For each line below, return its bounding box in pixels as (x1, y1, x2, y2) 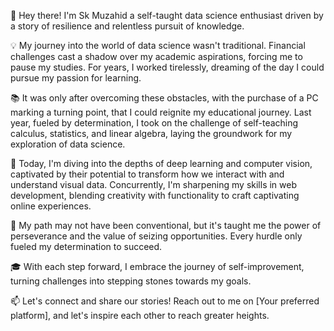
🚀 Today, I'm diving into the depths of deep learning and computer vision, (10, 158, 313, 169)
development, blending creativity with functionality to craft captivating (10, 190, 300, 201)
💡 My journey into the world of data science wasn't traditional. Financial (10, 40, 306, 51)
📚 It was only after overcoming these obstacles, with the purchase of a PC (10, 92, 319, 104)
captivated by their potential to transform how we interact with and (10, 168, 285, 180)
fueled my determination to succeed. (10, 241, 163, 252)
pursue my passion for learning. (10, 72, 142, 84)
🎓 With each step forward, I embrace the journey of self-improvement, (10, 261, 305, 272)
